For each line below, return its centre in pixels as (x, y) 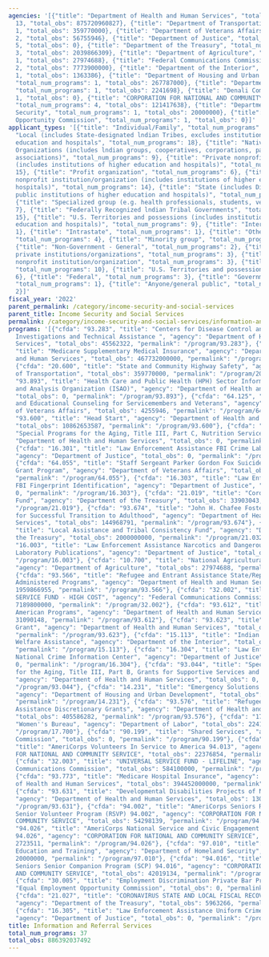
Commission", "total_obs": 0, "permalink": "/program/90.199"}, (125, 739)
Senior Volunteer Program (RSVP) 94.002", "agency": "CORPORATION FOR (136, 814)
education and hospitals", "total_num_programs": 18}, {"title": (127, 142)
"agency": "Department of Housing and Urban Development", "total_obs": (139, 695)
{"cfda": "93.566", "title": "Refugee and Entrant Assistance (121, 575)
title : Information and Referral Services (80, 926)
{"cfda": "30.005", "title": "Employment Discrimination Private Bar (134, 881)
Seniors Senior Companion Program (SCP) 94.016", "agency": (118, 866)
